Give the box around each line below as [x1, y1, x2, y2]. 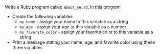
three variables [12, 45, 43, 50]
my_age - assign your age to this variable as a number [19, 24, 127, 30]
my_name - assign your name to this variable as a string [19, 19, 129, 24]
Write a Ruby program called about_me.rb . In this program [5, 4, 121, 10]
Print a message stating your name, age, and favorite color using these [12, 39, 155, 45]
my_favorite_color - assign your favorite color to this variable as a [19, 29, 153, 35]
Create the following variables [12, 14, 73, 19]
